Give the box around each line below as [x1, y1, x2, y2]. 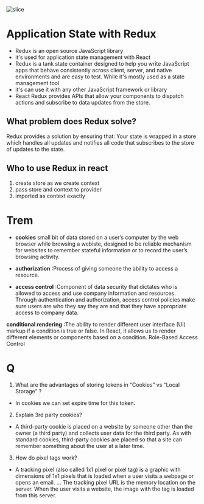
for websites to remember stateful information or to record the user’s [15, 246, 188, 254]
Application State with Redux [6, 27, 157, 41]
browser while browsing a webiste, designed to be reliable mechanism [15, 240, 192, 247]
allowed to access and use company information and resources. [15, 289, 177, 297]
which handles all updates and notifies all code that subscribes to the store [6, 139, 194, 146]
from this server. [15, 492, 57, 499]
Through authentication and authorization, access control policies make [15, 295, 195, 303]
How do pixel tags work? [15, 454, 77, 461]
